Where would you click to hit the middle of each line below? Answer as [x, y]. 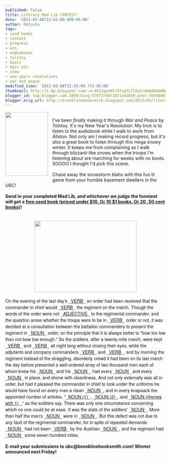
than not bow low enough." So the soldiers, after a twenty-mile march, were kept [84, 339]
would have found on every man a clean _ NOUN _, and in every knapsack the [81, 390]
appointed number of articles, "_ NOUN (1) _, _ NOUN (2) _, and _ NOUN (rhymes [83, 397]
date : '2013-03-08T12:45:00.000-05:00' [48, 19]
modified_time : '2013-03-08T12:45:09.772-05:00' [58, 86]
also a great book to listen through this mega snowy [107, 142]
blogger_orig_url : [25, 100]
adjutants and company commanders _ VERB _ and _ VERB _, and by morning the [85, 352]
